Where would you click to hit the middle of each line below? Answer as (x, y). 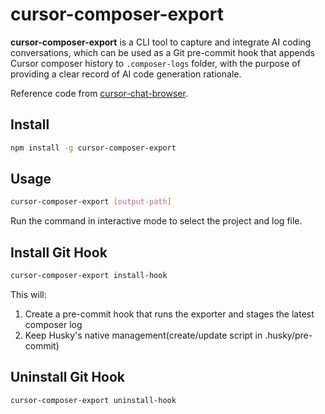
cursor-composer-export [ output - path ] (91, 202)
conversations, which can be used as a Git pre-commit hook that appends (162, 52)
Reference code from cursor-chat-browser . (99, 93)
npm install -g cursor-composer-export (93, 148)
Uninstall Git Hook (68, 377)
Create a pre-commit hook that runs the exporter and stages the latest (169, 314)
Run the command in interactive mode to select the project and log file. (156, 221)
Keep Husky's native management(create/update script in (143, 335)
